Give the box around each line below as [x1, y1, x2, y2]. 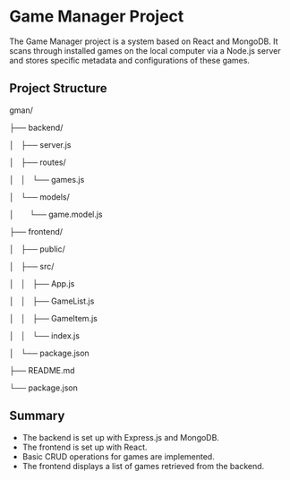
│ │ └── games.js [9, 174, 85, 184]
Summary [9, 408, 65, 424]
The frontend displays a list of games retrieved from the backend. [21, 460, 265, 471]
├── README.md [9, 364, 75, 375]
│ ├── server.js [9, 139, 72, 150]
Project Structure [9, 81, 107, 96]
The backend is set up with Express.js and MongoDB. [21, 432, 219, 442]
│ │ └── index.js [9, 330, 81, 341]
